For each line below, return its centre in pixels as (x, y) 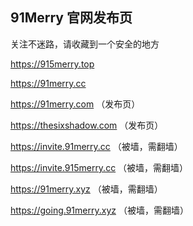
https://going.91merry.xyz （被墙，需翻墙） (99, 210)
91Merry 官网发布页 (71, 18)
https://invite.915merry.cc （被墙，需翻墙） (99, 167)
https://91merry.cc (48, 83)
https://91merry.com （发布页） (75, 104)
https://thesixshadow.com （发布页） (87, 125)
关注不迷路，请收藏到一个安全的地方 (85, 44)
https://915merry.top (52, 64)
